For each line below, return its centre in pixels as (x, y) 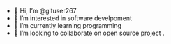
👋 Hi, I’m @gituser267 (45, 11)
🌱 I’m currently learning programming (68, 25)
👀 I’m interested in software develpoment (73, 18)
